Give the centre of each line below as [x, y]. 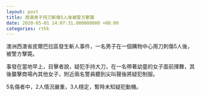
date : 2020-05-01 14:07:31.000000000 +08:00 [63, 23]
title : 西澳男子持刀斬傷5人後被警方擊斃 [50, 17]
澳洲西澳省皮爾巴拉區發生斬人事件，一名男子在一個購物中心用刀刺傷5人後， [100, 46]
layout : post [22, 12]
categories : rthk [28, 28]
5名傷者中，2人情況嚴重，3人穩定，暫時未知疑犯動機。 [74, 87]
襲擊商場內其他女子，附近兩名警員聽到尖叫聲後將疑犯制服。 [85, 74]
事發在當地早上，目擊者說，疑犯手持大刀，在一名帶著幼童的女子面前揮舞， [98, 67]
